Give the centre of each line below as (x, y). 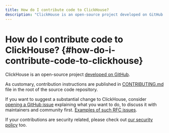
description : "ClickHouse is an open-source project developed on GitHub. (85, 15)
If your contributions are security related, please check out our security (79, 120)
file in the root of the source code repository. (52, 90)
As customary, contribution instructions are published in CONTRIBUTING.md (84, 84)
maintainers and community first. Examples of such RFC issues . (71, 110)
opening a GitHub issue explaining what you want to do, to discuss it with (81, 105)
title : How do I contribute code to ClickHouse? (57, 10)
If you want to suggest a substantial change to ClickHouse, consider (76, 99)
